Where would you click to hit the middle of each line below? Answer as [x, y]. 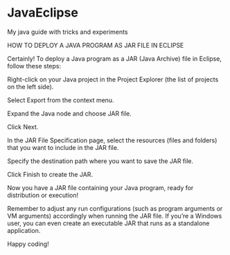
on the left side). [30, 86]
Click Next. [23, 126]
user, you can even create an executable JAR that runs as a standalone [108, 223]
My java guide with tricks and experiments [68, 32]
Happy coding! [28, 244]
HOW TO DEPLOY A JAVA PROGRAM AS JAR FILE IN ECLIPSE [96, 45]
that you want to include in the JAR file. [63, 147]
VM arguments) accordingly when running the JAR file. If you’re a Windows [115, 216]
